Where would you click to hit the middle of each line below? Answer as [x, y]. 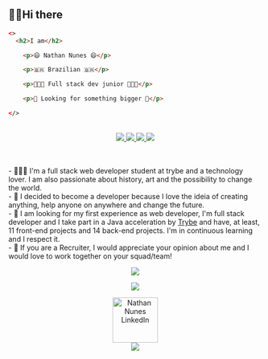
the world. [25, 188]
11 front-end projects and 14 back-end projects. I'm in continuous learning [131, 230]
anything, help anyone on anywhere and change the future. [107, 205]
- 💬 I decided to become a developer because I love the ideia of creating [128, 196]
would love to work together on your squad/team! [90, 256]
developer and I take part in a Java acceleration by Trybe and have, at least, [134, 222]
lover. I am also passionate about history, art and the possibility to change [130, 179]
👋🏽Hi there [35, 15]
